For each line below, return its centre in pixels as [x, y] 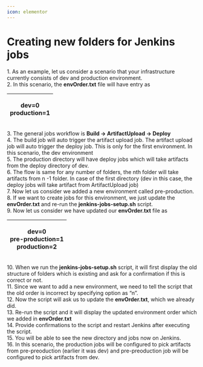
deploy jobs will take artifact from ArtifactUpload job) [73, 184]
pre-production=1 [37, 239]
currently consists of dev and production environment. [75, 78]
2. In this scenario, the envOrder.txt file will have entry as [79, 84]
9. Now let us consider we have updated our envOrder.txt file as [87, 210]
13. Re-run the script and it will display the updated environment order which [102, 312]
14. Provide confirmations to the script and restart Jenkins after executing [98, 325]
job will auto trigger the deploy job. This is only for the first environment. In [100, 146]
